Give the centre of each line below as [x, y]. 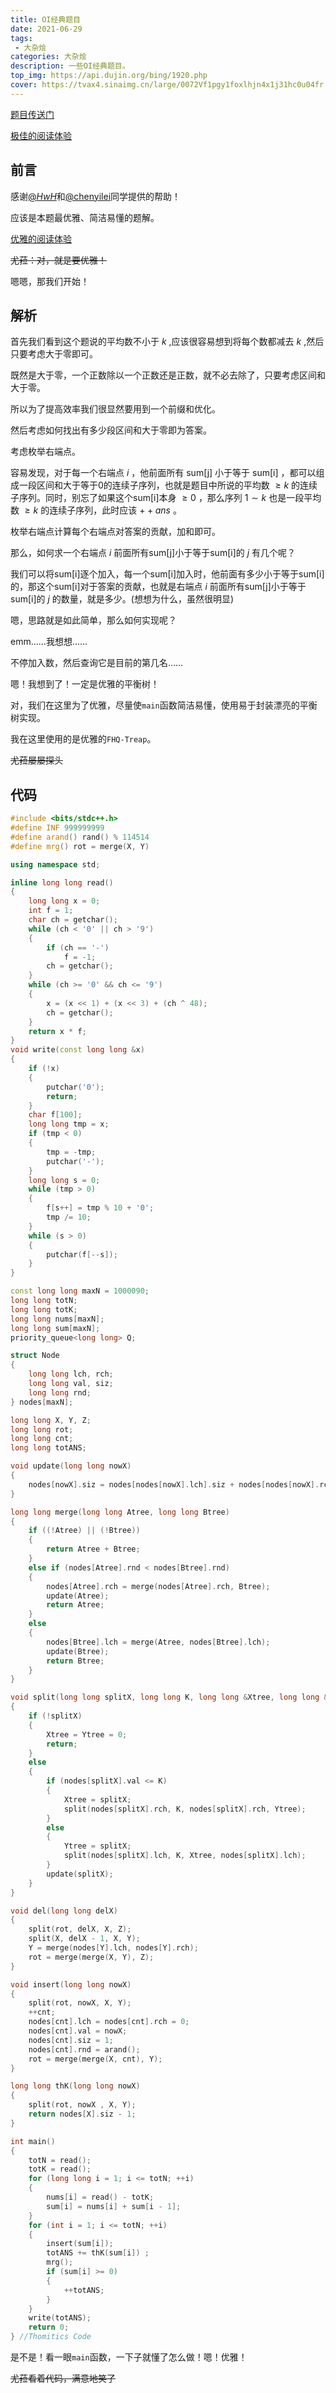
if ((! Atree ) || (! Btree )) [84, 1531]
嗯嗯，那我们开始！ [50, 281]
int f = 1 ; [51, 911]
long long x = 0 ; [64, 901]
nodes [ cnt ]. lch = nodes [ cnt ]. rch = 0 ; [109, 2022]
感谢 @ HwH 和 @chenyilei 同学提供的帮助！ [96, 196]
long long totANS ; [48, 1448]
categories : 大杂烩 [48, 57]
